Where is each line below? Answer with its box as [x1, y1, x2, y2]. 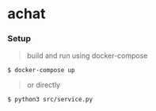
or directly [26, 80, 61, 90]
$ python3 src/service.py [7, 96, 93, 104]
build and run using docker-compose [26, 51, 148, 60]
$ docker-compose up [7, 67, 76, 75]
